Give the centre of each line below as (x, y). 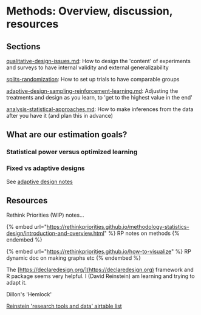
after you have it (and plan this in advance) (60, 116)
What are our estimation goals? (67, 135)
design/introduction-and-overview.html (55, 233)
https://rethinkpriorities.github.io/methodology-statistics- (118, 227)
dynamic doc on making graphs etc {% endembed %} (74, 258)
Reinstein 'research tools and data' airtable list (64, 306)
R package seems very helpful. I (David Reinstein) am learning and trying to (101, 276)
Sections (23, 46)
